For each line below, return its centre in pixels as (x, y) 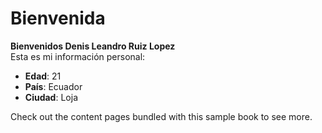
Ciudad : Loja (51, 97)
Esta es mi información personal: (78, 56)
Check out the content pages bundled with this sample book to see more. (161, 116)
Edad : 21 (43, 76)
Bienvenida (58, 18)
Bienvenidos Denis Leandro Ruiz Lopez (93, 46)
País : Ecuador (53, 86)
